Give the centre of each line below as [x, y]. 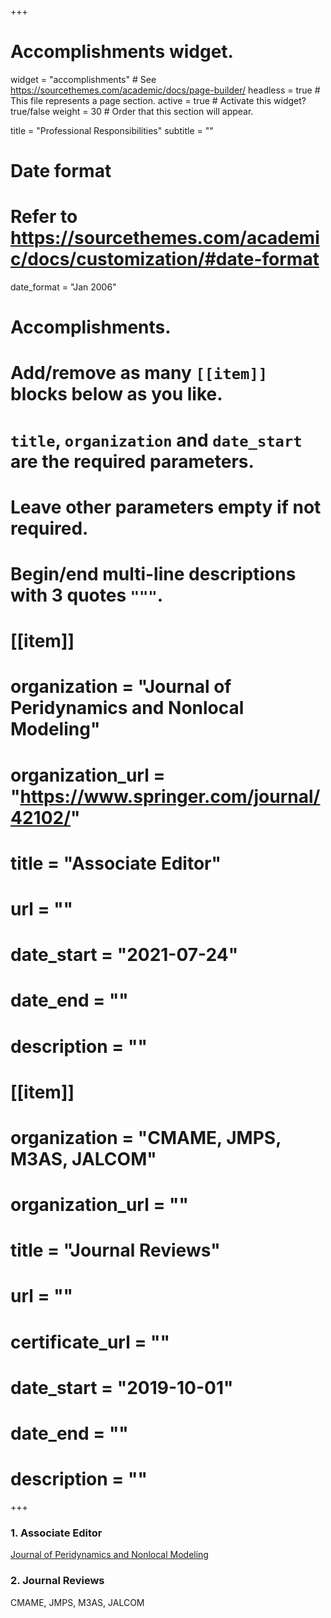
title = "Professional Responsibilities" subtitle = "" [112, 130]
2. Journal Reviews [57, 1581]
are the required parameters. [132, 461]
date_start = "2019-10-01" [122, 1387]
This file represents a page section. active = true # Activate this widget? [158, 100]
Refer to [44, 217]
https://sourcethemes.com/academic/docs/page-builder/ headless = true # [165, 90]
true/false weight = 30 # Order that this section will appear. [132, 111]
